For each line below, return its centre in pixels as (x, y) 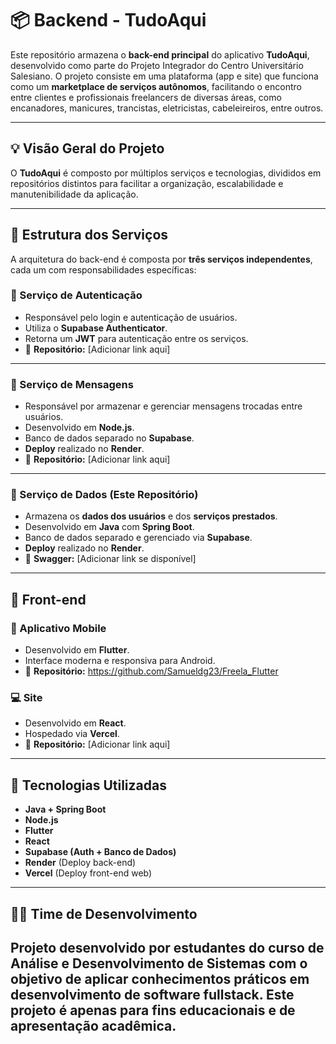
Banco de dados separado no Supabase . (109, 438)
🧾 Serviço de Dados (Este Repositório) (104, 495)
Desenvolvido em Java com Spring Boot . (109, 527)
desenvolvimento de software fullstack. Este (152, 995)
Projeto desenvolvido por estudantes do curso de (167, 948)
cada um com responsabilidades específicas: (103, 269)
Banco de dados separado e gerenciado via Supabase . (138, 538)
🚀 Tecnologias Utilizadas (88, 785)
